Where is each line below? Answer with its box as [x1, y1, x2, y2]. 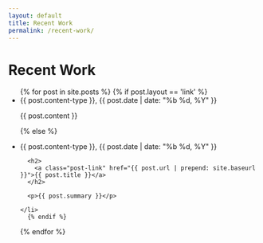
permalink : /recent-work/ [8, 26, 94, 34]
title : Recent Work [8, 19, 73, 27]
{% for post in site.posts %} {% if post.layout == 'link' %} [19, 87, 208, 96]
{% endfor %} [19, 227, 66, 237]
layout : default [8, 11, 62, 20]
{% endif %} [27, 213, 67, 221]
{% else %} [19, 127, 58, 136]
